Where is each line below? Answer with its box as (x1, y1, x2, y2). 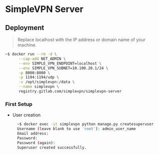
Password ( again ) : (17, 140, 55, 145)
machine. (17, 42, 37, 48)
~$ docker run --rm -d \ (5, 51, 57, 56)
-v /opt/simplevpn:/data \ (18, 79, 75, 84)
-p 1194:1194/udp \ (18, 75, 59, 80)
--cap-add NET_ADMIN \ (18, 56, 66, 61)
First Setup (5, 100, 32, 107)
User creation (12, 112, 41, 118)
